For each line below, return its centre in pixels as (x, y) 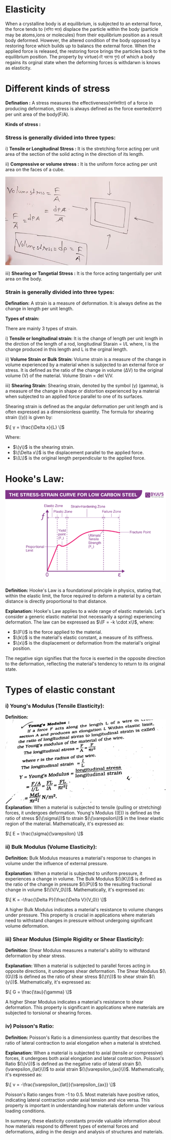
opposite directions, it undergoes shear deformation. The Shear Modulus (82, 971)
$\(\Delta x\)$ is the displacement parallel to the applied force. (78, 453)
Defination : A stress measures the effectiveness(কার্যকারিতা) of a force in (79, 103)
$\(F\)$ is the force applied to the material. (57, 632)
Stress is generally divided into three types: (60, 137)
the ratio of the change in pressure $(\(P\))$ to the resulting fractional (79, 884)
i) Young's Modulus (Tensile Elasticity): (55, 706)
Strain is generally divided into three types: (60, 292)
